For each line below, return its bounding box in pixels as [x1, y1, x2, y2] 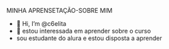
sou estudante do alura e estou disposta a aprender [16, 34, 162, 42]
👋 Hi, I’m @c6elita [16, 20, 66, 27]
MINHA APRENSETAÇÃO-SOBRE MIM [6, 7, 113, 14]
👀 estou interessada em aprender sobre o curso [16, 27, 151, 35]
